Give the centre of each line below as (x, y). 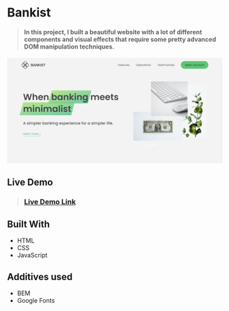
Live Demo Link (50, 202)
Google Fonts (36, 300)
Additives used (40, 276)
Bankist (29, 13)
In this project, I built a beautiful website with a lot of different (113, 32)
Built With (28, 224)
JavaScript (32, 256)
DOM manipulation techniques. (69, 47)
